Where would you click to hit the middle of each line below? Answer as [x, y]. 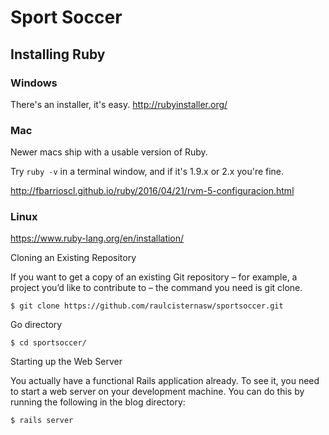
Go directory [36, 325]
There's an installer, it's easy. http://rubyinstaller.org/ [119, 104]
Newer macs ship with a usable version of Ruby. [109, 152]
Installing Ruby [58, 54]
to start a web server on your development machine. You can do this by [157, 392]
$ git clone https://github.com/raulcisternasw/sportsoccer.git [147, 306]
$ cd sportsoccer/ [48, 343]
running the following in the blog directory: [98, 402]
